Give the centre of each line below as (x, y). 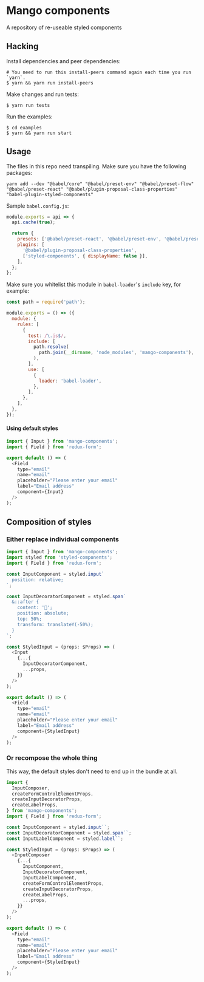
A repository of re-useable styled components (64, 27)
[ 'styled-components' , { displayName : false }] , (85, 256)
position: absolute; (43, 613)
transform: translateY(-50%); (56, 624)
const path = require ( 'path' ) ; (46, 302)
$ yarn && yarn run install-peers (50, 83)
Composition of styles (49, 522)
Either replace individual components (63, 539)
